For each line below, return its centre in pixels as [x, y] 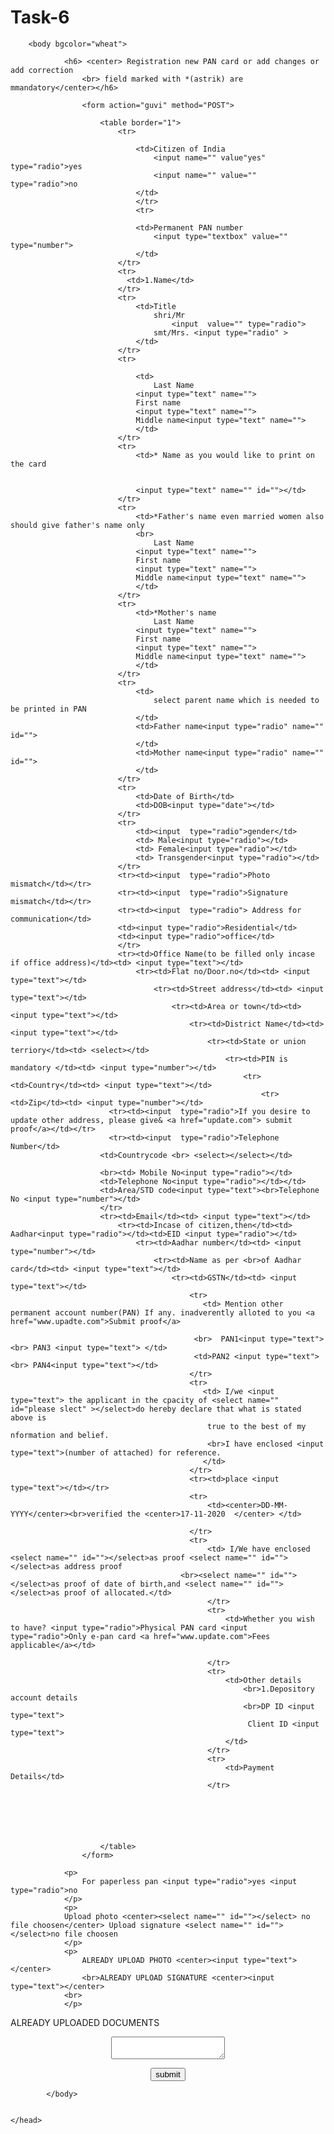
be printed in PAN [48, 709]
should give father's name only [77, 525]
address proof [93, 1566]
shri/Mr [169, 315]
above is [28, 1417]
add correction [42, 70]
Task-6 [40, 17]
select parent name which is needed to [236, 700]
